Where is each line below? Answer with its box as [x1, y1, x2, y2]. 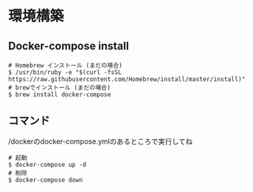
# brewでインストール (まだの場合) [8, 84, 111, 92]
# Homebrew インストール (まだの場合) [8, 62, 123, 70]
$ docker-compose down [8, 175, 83, 184]
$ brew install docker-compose [8, 91, 111, 99]
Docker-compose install [8, 39, 129, 52]
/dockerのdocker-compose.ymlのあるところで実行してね [8, 136, 193, 146]
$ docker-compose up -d [8, 160, 87, 168]
